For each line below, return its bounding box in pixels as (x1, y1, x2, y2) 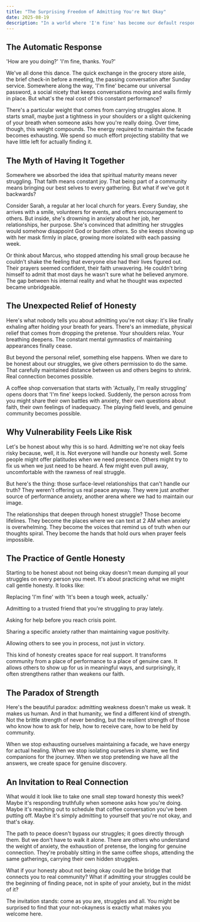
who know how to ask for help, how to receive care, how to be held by (6, 723, 179, 730)
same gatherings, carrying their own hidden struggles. (6, 856, 140, 863)
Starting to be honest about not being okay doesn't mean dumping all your (6, 569, 189, 576)
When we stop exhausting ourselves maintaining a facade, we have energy (6, 741, 190, 748)
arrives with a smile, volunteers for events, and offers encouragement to (6, 209, 183, 215)
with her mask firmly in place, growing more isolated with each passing (6, 234, 180, 241)
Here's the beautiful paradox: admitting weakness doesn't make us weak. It (6, 704, 191, 711)
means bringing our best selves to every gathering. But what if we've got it (6, 184, 189, 191)
